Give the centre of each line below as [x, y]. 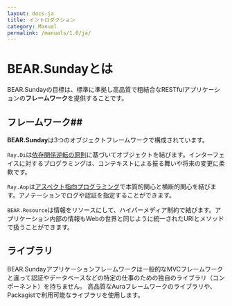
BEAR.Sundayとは [60, 69]
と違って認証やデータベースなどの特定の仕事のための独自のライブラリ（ [110, 278]
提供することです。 [101, 98]
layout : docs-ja [30, 13]
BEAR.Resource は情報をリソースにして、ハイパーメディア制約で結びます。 [111, 210]
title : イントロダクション [42, 20]
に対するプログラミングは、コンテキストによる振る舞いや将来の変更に [119, 163]
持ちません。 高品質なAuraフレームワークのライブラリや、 [133, 286]
